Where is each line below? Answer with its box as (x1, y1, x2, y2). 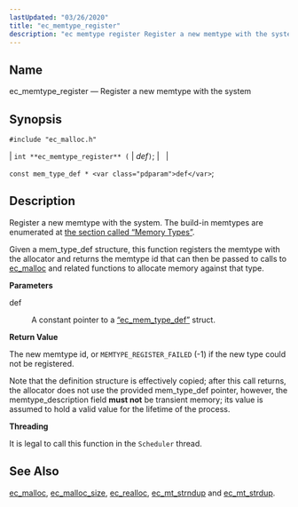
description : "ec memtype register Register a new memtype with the (9, 29, 268, 38)
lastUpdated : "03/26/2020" (9, 12, 109, 22)
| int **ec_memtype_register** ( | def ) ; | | (9, 151, 169, 161)
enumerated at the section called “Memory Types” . (9, 226, 195, 237)
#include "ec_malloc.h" (9, 135, 98, 144)
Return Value (9, 331, 59, 342)
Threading (9, 421, 49, 432)
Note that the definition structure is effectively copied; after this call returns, (9, 375, 286, 386)
